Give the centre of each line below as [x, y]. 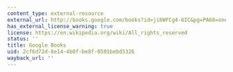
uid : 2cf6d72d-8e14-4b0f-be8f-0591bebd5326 [71, 52]
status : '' [23, 39]
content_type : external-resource [55, 13]
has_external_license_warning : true [60, 26]
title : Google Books [37, 45]
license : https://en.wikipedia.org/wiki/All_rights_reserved [97, 33]
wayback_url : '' [31, 58]
